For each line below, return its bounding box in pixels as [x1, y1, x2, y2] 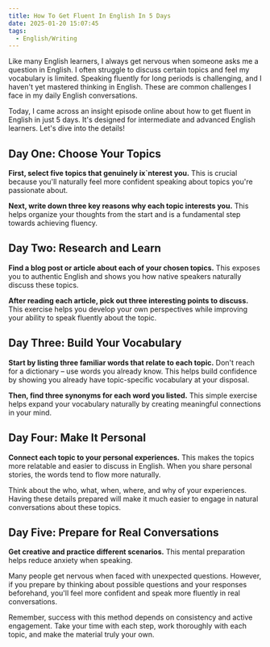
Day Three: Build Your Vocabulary [8, 336, 182, 350]
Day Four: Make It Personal [8, 431, 147, 445]
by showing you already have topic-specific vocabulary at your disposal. [8, 374, 250, 384]
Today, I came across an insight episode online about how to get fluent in [8, 106, 251, 116]
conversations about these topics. [8, 502, 122, 512]
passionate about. [8, 186, 69, 195]
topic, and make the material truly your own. [8, 630, 155, 640]
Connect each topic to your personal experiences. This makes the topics [8, 453, 255, 462]
